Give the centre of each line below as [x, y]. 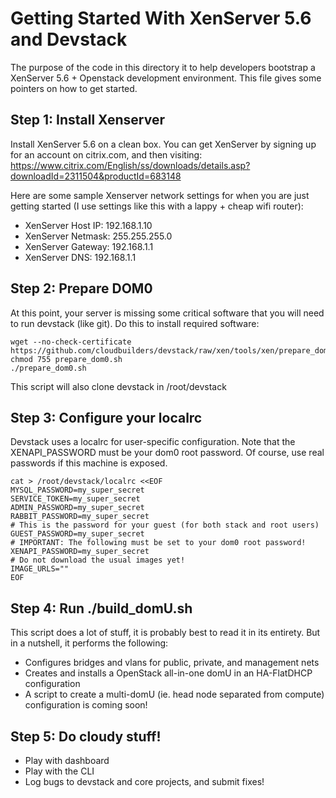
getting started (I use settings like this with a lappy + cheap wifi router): [157, 206]
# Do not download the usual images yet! [98, 560]
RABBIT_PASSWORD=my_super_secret [80, 517]
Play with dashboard [67, 760]
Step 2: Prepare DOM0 [81, 288]
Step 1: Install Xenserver [87, 120]
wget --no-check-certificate [71, 342]
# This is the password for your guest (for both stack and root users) [165, 525]
